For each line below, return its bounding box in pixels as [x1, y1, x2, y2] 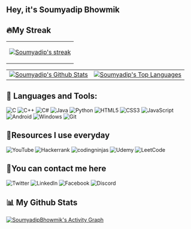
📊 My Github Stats [6, 197, 78, 208]
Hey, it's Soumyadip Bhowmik [6, 5, 120, 15]
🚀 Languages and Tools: [6, 91, 98, 101]
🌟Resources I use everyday [6, 130, 110, 141]
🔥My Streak [6, 25, 51, 35]
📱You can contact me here [6, 164, 107, 174]
